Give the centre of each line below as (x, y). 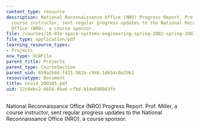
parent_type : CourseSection (41, 67)
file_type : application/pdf (41, 39)
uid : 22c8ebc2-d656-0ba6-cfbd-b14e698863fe (61, 89)
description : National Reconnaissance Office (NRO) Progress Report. (94, 17)
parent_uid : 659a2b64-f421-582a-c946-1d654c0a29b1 (70, 73)
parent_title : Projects (36, 61)
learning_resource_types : (38, 45)
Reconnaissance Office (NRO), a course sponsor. (66, 118)
